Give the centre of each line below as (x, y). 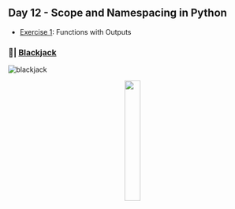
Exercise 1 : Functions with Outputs (75, 32)
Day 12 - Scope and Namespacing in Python (117, 13)
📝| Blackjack (32, 52)
